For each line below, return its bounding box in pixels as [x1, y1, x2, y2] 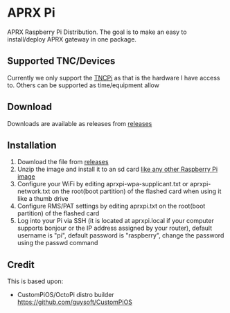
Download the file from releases [17, 158, 109, 166]
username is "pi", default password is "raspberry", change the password [17, 231, 224, 240]
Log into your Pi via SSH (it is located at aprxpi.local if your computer [17, 217, 215, 225]
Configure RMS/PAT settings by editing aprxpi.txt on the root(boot [17, 202, 206, 211]
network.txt [17, 187, 51, 195]
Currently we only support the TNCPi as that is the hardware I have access [7, 73, 220, 82]
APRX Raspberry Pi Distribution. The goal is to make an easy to [7, 28, 187, 36]
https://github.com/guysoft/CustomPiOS [17, 298, 133, 306]
